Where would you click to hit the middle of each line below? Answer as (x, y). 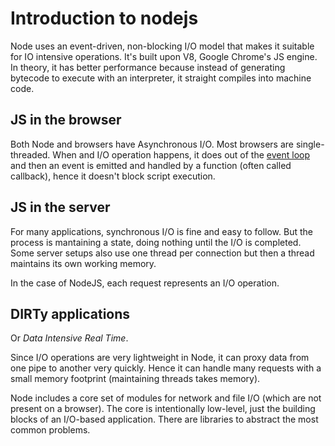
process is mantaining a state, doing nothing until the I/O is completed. (156, 242)
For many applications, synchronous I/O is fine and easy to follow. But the (161, 231)
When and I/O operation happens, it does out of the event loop (181, 154)
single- (310, 144)
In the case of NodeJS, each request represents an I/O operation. (145, 283)
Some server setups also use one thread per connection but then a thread (162, 253)
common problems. (50, 430)
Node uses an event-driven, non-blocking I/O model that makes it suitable (162, 46)
